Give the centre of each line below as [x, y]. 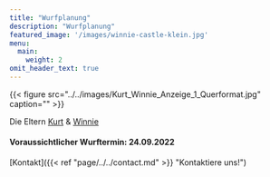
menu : [19, 43]
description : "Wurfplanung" [63, 26]
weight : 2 [44, 60]
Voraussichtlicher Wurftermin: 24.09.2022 [92, 143]
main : [28, 52]
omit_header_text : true [54, 69]
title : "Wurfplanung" [50, 18]
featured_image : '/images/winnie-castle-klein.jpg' [109, 34]
